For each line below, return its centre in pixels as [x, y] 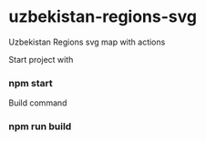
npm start [31, 83]
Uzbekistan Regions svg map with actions [87, 42]
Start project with [41, 59]
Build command [38, 103]
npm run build [40, 126]
